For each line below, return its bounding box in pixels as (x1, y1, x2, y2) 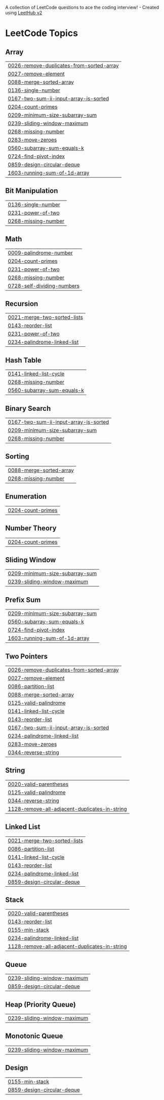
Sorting (5, 452, 29, 461)
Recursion (5, 300, 38, 308)
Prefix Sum (5, 595, 41, 604)
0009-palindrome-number (8, 249, 73, 256)
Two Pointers (5, 652, 48, 661)
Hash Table (5, 355, 42, 365)
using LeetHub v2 (5, 10, 43, 16)
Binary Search (5, 404, 51, 413)
